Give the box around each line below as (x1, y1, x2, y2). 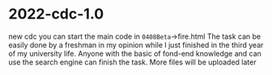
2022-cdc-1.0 (8, 5, 104, 23)
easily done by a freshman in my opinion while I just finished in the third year (8, 40, 264, 49)
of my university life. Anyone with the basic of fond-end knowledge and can (8, 48, 261, 58)
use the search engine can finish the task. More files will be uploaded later (8, 57, 257, 67)
